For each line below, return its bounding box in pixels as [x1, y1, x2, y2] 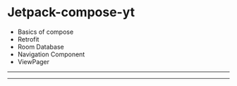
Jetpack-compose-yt [7, 4, 135, 20]
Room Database [17, 42, 65, 51]
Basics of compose [17, 27, 74, 36]
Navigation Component [17, 50, 85, 59]
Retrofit [17, 35, 39, 43]
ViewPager [17, 57, 50, 66]
